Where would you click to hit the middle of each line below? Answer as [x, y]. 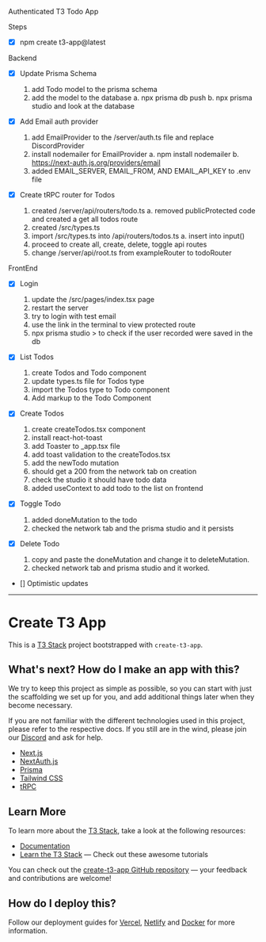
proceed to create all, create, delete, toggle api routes [119, 244]
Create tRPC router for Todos [67, 195]
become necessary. [40, 706]
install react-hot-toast [67, 438]
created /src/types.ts [66, 228]
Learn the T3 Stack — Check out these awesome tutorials [114, 855]
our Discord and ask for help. [56, 737]
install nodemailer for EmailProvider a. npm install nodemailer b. [135, 155]
